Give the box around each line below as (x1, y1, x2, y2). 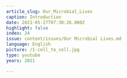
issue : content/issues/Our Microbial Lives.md (6, 36, 122, 42)
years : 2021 (6, 57, 35, 63)
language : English (6, 42, 51, 48)
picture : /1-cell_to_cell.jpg (6, 47, 80, 53)
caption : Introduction (6, 14, 61, 20)
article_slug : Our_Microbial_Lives (6, 8, 93, 15)
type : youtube (6, 52, 41, 58)
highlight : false (6, 25, 49, 31)
